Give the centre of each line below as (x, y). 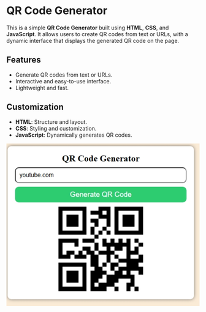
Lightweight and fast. (42, 88)
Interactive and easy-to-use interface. (63, 81)
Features (24, 60)
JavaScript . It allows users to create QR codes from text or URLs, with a (97, 34)
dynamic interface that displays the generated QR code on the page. (93, 40)
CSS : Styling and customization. (56, 128)
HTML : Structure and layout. (51, 122)
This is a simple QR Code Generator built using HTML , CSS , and (88, 28)
